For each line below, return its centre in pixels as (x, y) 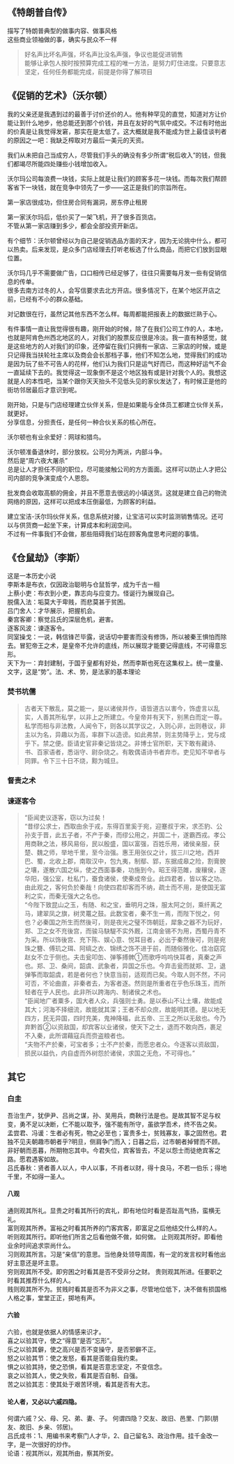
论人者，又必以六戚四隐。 (44, 1401)
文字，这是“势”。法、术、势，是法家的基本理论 (74, 672)
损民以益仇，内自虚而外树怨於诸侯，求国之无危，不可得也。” (109, 1053)
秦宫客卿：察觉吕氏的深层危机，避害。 (62, 619)
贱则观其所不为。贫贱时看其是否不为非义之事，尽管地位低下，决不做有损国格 (117, 1289)
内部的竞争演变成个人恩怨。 (53, 478)
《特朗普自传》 (39, 13)
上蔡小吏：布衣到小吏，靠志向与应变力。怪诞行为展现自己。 (93, 593)
